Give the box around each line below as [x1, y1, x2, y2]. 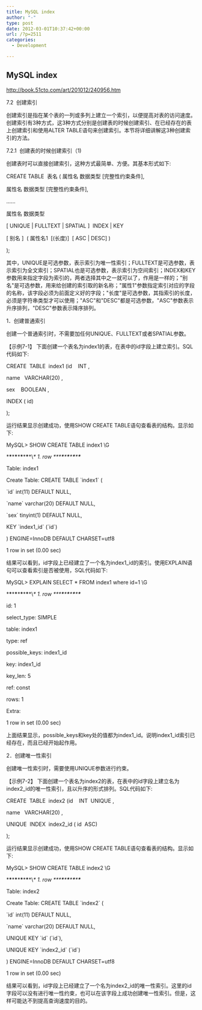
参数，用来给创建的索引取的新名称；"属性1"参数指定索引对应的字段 [29, 281, 195, 289]
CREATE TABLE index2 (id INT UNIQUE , [6, 797, 114, 804]
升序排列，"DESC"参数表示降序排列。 [6, 304, 99, 312]
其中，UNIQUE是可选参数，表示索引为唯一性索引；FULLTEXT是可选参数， [6, 259, 189, 266]
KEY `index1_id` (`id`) [6, 523, 58, 530]
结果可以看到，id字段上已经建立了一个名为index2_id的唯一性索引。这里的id [6, 982, 192, 989]
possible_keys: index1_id [6, 648, 67, 656]
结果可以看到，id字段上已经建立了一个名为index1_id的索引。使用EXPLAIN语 [6, 559, 192, 566]
